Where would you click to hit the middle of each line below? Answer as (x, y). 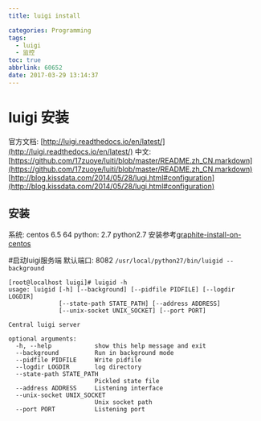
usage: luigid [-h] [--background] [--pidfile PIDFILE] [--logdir (122, 289)
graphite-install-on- (209, 234)
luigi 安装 (39, 117)
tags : (17, 38)
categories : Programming (50, 30)
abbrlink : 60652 (35, 68)
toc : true (25, 60)
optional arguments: (43, 339)
